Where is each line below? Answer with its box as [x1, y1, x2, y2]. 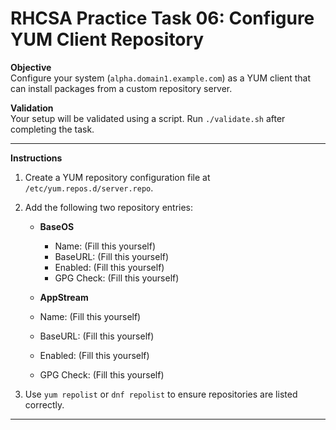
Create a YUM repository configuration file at [24, 171, 211, 183]
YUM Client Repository [10, 28, 205, 51]
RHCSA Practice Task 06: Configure [10, 7, 315, 30]
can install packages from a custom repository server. [10, 82, 233, 94]
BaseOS [39, 220, 75, 232]
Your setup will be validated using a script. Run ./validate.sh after [10, 112, 286, 124]
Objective [10, 61, 52, 73]
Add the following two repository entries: [24, 201, 194, 213]
